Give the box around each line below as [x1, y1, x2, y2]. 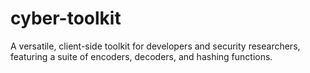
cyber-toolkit [10, 7, 122, 30]
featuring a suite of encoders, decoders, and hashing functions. [10, 50, 273, 62]
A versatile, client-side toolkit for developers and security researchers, [10, 40, 301, 52]
